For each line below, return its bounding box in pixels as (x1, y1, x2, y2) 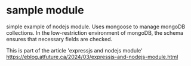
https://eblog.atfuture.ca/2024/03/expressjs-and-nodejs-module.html (6, 53, 178, 60)
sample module (6, 4, 85, 17)
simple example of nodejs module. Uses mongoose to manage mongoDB (6, 23, 186, 30)
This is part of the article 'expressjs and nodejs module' (6, 47, 143, 54)
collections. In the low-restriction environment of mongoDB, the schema (6, 29, 184, 36)
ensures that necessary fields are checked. (6, 35, 112, 42)
